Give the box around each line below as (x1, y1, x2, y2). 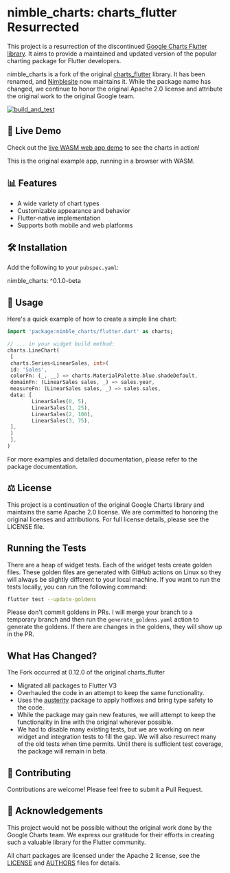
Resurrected (7, 19, 80, 35)
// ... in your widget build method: (7, 341, 115, 348)
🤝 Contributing (7, 767, 71, 779)
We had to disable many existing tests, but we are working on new (16, 725, 205, 734)
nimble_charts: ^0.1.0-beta (7, 277, 81, 285)
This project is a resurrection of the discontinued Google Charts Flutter (7, 42, 207, 50)
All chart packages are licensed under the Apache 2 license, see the (7, 851, 200, 859)
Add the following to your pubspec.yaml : (7, 263, 119, 272)
